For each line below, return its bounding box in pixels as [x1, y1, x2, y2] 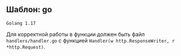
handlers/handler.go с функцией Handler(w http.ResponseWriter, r [6, 37, 175, 44]
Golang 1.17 [6, 20, 36, 26]
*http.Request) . [6, 43, 46, 50]
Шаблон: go [6, 5, 53, 15]
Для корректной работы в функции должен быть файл [6, 31, 145, 38]
